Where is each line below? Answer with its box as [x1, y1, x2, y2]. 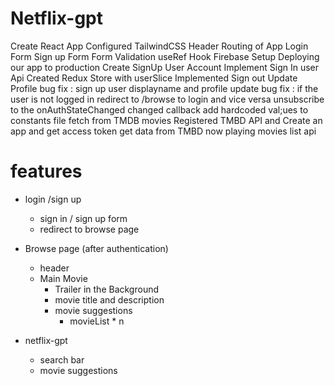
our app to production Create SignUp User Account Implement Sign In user [10, 61, 320, 73]
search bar [39, 353, 85, 366]
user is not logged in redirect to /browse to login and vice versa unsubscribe [10, 93, 325, 105]
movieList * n [69, 315, 125, 327]
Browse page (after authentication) [24, 242, 169, 254]
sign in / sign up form [39, 212, 128, 224]
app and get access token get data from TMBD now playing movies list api [10, 125, 317, 137]
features [10, 160, 83, 183]
